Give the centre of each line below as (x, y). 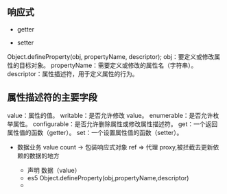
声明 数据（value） (54, 170)
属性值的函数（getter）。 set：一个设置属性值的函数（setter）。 (95, 132)
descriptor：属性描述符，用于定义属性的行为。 (73, 73)
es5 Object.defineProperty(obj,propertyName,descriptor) (108, 178)
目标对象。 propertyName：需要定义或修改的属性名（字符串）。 (108, 65)
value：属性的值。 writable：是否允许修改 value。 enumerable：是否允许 (110, 115)
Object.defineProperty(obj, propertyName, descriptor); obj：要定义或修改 (111, 56)
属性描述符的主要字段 (52, 98)
